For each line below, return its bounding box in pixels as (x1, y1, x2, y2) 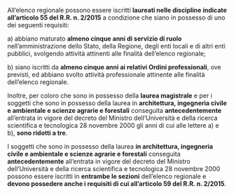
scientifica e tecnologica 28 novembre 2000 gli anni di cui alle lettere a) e (7, 121, 219, 129)
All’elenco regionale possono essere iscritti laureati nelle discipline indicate (7, 6, 228, 14)
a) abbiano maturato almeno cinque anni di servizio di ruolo (7, 34, 182, 43)
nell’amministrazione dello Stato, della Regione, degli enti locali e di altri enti (7, 42, 226, 50)
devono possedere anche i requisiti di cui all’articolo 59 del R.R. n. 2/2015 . (7, 180, 226, 188)
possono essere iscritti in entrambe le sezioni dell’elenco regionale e (7, 172, 207, 180)
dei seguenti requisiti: (7, 21, 70, 29)
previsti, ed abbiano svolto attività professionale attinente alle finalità (7, 70, 205, 79)
